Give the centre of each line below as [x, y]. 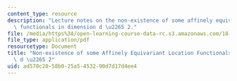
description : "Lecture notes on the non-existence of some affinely [110, 20]
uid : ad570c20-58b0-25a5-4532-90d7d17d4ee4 [72, 66]
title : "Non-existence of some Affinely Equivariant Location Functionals [120, 54]
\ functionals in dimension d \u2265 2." [75, 27]
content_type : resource [42, 14]
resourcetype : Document [42, 46]
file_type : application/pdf [49, 40]
